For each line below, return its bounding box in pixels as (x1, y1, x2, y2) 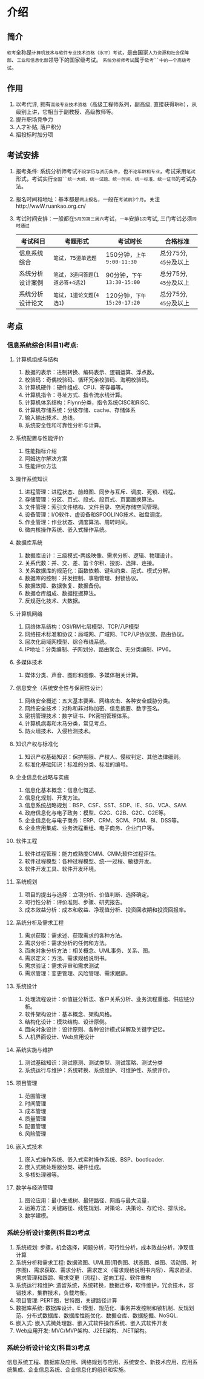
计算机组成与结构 (15, 355, 59, 363)
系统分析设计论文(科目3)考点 (7, 1343, 90, 1352)
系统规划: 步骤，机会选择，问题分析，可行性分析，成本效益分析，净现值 (15, 1243, 194, 1251)
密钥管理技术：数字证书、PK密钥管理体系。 (24, 712, 133, 719)
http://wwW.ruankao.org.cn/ (15, 202, 87, 210)
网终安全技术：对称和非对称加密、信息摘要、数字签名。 (24, 705, 163, 712)
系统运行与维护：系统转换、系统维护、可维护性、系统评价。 (24, 1066, 174, 1074)
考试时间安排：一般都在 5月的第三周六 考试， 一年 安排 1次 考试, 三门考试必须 (15, 214, 192, 222)
